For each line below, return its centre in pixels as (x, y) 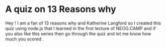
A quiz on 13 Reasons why (61, 9)
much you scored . (25, 39)
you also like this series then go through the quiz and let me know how (78, 33)
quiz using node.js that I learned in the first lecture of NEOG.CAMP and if (80, 28)
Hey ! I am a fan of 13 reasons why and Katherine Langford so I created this (83, 23)
